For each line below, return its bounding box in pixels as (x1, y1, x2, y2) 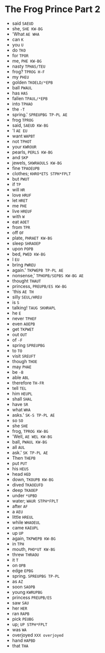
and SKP (12, 154, 28, 160)
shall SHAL (12, 395, 32, 402)
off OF (12, 229, 24, 235)
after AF (12, 503, 28, 509)
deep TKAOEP (12, 487, 38, 493)
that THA (12, 642, 29, 648)
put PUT (12, 460, 27, 466)
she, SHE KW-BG (12, 25, 43, 31)
